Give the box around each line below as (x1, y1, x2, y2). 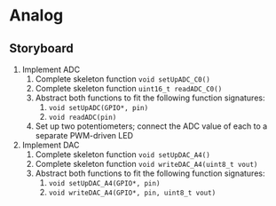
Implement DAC (21, 139, 80, 150)
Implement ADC (21, 64, 81, 75)
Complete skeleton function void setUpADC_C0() (35, 74, 210, 84)
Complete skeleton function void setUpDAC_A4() (35, 149, 210, 160)
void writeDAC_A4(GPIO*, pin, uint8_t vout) (48, 188, 217, 197)
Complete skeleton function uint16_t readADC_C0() (35, 83, 223, 93)
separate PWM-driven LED (35, 131, 133, 140)
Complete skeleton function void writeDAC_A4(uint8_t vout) (35, 159, 258, 169)
